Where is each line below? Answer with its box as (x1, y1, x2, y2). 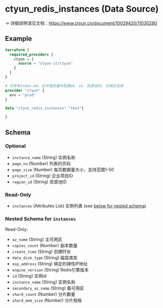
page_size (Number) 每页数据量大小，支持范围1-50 (12, 167, 114, 173)
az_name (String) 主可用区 (12, 236, 62, 242)
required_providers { (9, 52, 54, 57)
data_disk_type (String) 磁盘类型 (12, 255, 78, 261)
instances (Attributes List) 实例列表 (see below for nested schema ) (12, 203, 146, 209)
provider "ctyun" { (5, 88, 45, 93)
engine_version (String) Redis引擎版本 (12, 267, 89, 273)
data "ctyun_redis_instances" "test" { (5, 106, 84, 111)
